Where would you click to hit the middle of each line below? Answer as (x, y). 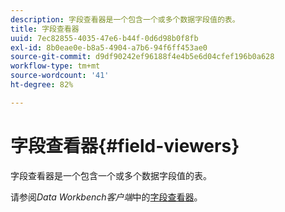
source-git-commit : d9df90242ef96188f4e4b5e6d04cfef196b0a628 (142, 57)
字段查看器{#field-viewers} (125, 145)
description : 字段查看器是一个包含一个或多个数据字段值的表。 (125, 19)
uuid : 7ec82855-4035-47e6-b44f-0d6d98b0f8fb (104, 38)
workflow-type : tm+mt (55, 66)
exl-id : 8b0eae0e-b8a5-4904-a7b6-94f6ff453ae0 (109, 47)
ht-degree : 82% (42, 85)
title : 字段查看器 (45, 29)
